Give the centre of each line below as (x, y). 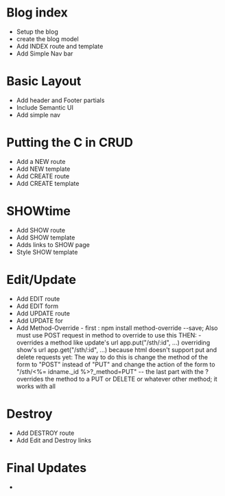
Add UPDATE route (43, 313)
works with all (36, 386)
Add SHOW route (41, 230)
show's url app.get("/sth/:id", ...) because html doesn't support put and (117, 350)
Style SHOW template (47, 252)
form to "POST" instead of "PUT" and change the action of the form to (116, 364)
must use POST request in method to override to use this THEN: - (109, 335)
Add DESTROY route (45, 433)
